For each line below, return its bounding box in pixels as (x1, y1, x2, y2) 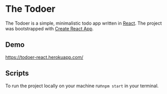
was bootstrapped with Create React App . (5, 25, 94, 31)
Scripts (5, 69, 29, 78)
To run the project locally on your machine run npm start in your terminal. (5, 83, 159, 89)
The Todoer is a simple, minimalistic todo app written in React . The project (5, 20, 162, 26)
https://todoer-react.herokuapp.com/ (5, 54, 83, 60)
